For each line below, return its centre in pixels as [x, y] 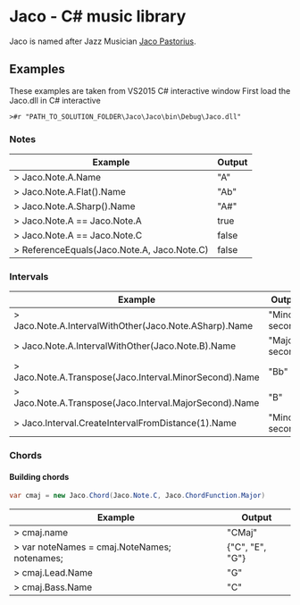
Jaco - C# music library [98, 17]
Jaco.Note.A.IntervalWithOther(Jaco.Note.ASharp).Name [133, 326]
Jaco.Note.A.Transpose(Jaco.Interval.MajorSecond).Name [137, 403]
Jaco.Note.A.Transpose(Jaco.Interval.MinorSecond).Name [137, 377]
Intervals [29, 276]
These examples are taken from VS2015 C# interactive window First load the [150, 90]
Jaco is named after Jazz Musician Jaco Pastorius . [103, 41]
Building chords [39, 476]
